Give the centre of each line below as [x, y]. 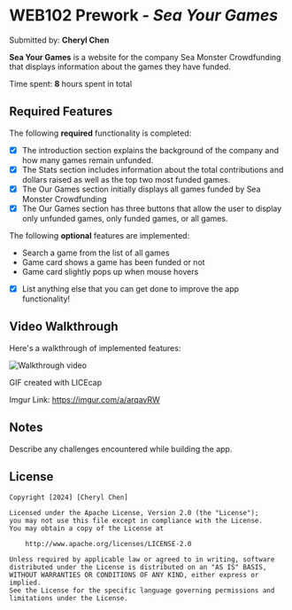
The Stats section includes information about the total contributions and [153, 169]
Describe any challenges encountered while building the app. [121, 449]
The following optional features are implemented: [100, 235]
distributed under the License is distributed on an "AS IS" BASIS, [138, 567]
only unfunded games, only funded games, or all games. [125, 219]
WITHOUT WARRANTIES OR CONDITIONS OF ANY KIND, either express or [134, 575]
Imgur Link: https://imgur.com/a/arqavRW [85, 399]
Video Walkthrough [64, 327]
